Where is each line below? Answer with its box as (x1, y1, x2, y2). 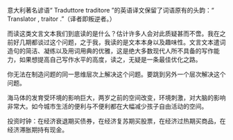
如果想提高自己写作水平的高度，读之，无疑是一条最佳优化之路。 (19, 55, 202, 64)
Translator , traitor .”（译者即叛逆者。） (7, 15, 116, 23)
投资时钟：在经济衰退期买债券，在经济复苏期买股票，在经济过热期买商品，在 (7, 117, 226, 125)
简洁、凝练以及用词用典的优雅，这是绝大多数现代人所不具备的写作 (25, 47, 214, 55)
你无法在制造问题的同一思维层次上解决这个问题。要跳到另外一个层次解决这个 (7, 70, 226, 78)
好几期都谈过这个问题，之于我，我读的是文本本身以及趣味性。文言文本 (12, 38, 214, 46)
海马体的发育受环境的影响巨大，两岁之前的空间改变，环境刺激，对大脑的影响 (7, 94, 226, 102)
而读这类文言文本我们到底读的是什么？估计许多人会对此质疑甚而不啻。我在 (7, 30, 220, 37)
